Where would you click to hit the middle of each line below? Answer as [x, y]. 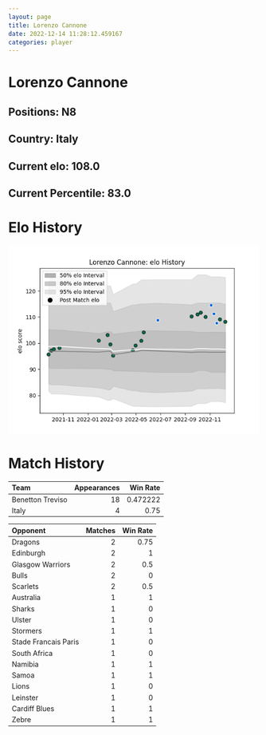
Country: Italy [43, 139]
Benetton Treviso [39, 500]
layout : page [30, 17]
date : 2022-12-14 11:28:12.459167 [66, 34]
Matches [101, 530]
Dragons [25, 542]
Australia [26, 598]
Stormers [27, 631]
